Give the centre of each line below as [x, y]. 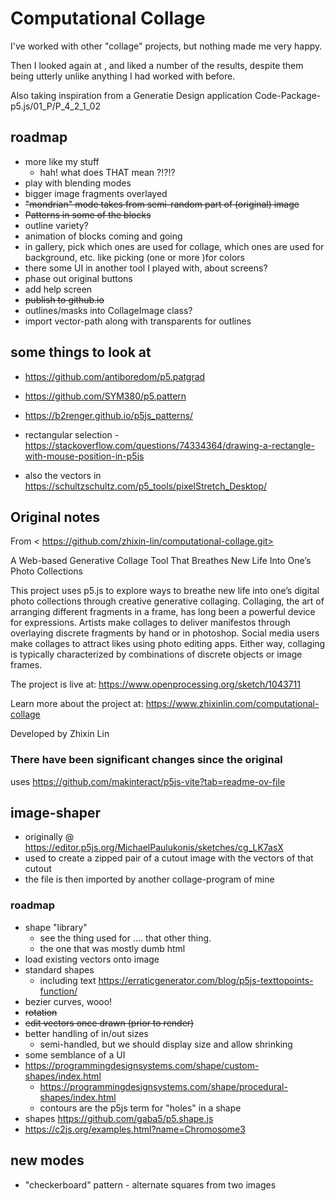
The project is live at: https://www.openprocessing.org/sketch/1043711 [155, 684]
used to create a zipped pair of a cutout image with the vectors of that [169, 858]
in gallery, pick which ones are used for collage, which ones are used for [174, 246]
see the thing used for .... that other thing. [125, 938]
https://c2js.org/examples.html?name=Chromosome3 [135, 1129]
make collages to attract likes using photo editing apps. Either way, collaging [168, 644]
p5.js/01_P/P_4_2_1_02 [55, 106]
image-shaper [55, 813]
